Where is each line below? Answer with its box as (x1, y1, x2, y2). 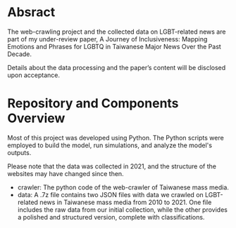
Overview (7, 110, 66, 126)
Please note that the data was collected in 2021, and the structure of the (7, 162, 217, 170)
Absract (7, 4, 56, 20)
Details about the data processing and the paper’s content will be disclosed (7, 63, 226, 72)
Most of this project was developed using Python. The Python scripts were (7, 133, 224, 142)
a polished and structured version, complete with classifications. (17, 213, 205, 221)
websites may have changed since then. (7, 169, 125, 177)
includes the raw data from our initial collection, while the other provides (17, 205, 228, 214)
